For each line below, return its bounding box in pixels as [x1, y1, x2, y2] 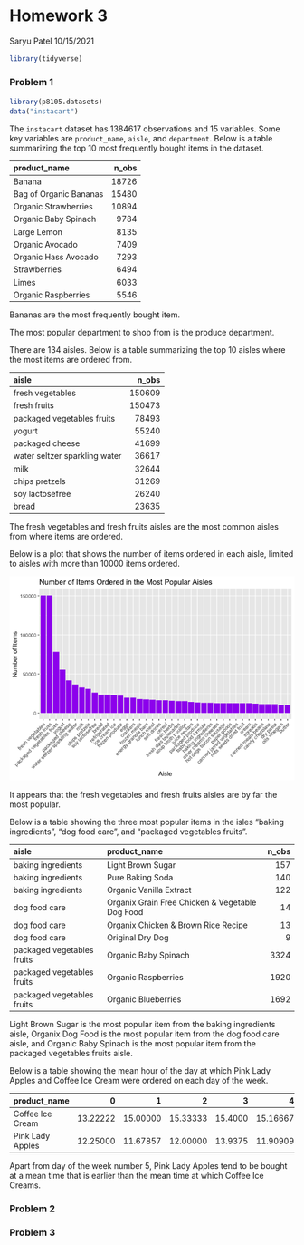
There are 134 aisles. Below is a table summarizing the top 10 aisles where [9, 345, 286, 355]
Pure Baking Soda [107, 871, 174, 882]
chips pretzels [13, 475, 66, 486]
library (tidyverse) [9, 53, 83, 63]
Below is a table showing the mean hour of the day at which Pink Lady [9, 1065, 271, 1076]
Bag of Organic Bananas [13, 188, 104, 199]
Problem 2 [9, 1202, 56, 1215]
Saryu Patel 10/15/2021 [9, 35, 95, 46]
